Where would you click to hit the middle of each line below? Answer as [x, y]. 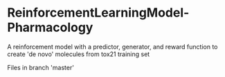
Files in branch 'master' [41, 67]
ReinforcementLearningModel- [98, 13]
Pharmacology [50, 27]
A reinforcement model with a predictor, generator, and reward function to [112, 46]
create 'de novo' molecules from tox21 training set [79, 54]
